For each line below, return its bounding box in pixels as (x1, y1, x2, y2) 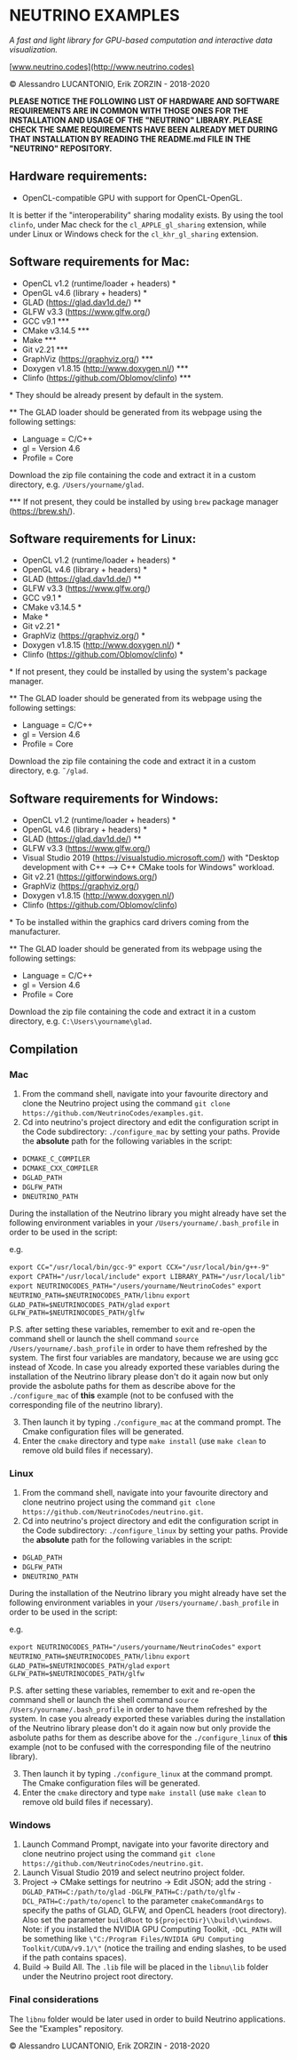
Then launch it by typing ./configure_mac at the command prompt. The (21, 1417, 282, 1427)
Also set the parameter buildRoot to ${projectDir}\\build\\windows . (21, 1914, 273, 1925)
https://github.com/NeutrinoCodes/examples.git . (21, 1107, 204, 1118)
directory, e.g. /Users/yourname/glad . (9, 479, 145, 490)
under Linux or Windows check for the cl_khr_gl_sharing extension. (9, 228, 259, 239)
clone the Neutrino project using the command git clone (21, 1098, 231, 1108)
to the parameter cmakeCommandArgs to (127, 1896, 264, 1906)
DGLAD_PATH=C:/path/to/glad (21, 1888, 126, 1897)
